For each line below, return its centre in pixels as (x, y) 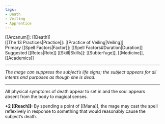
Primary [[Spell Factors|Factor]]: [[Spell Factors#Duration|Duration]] (74, 48)
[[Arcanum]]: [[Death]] (28, 37)
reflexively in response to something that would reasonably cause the (75, 111)
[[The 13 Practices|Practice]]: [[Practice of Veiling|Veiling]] (64, 43)
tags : (11, 10)
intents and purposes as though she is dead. (50, 77)
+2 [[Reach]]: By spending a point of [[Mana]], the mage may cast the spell (82, 106)
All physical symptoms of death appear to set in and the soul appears (75, 92)
